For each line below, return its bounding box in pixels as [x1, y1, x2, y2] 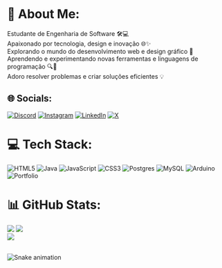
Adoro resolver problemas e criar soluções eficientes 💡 [7, 72, 165, 80]
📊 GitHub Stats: [7, 197, 102, 213]
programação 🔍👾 [7, 62, 57, 70]
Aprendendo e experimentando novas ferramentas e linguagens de [7, 55, 198, 63]
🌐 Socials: [7, 93, 53, 104]
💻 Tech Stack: [7, 136, 93, 152]
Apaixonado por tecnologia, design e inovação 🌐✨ [7, 39, 151, 48]
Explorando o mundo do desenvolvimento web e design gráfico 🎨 [7, 47, 194, 55]
